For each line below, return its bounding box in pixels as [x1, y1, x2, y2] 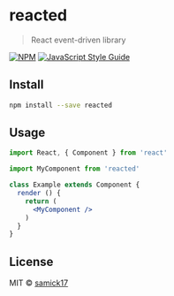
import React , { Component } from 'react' [9, 148, 168, 157]
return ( [25, 196, 57, 206]
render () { [17, 189, 62, 198]
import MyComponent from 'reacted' [9, 164, 140, 173]
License [9, 254, 54, 269]
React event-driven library [30, 34, 126, 45]
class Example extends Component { [9, 180, 140, 190]
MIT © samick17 [9, 277, 69, 288]
